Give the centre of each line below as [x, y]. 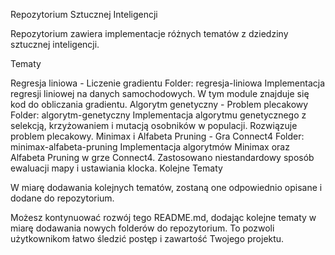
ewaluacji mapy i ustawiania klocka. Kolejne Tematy [116, 168]
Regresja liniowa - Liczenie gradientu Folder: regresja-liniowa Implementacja [167, 83]
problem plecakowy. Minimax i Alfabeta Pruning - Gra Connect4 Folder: [157, 136]
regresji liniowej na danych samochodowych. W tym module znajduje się [160, 93]
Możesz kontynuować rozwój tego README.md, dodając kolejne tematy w [163, 217]
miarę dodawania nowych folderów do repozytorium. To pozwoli [142, 228]
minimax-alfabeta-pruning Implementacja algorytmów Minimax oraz [150, 147]
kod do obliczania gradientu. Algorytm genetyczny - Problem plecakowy [159, 104]
